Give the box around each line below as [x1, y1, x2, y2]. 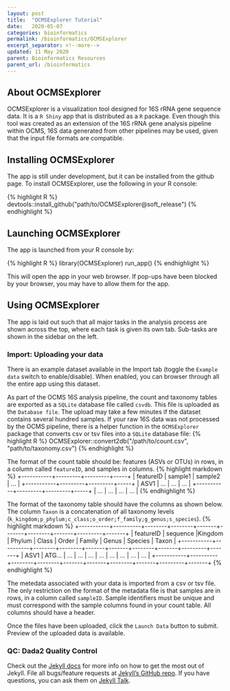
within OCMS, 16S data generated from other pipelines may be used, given [7, 127, 218, 135]
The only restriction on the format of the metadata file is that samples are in [7, 586, 221, 595]
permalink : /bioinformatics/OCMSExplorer [7, 36, 128, 43]
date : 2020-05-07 [7, 23, 63, 30]
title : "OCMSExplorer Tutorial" [7, 17, 103, 23]
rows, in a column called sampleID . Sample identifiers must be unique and [7, 594, 215, 602]
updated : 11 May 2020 [7, 49, 69, 56]
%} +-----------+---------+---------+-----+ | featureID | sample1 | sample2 [7, 472, 221, 481]
